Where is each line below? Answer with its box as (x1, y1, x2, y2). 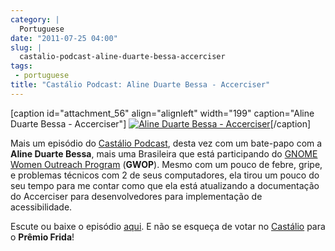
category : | (10, 14, 60, 25)
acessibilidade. (10, 201, 73, 213)
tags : (10, 61, 33, 71)
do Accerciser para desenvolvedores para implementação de (10, 190, 263, 202)
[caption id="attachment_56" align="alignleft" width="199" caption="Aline (10, 107, 315, 119)
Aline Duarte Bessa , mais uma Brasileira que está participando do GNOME (10, 147, 318, 160)
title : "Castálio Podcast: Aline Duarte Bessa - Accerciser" (10, 80, 271, 90)
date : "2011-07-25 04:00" (10, 33, 118, 43)
